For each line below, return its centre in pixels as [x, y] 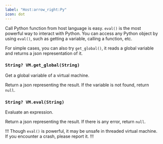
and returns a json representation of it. [44, 53]
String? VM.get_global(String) [42, 65]
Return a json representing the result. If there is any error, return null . [75, 122]
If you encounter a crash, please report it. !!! [50, 136]
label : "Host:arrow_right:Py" [36, 10]
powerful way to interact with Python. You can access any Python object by [81, 33]
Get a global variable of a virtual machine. [47, 75]
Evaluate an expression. [29, 112]
